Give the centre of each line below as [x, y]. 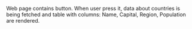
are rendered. [23, 21]
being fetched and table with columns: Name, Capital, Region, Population [96, 14]
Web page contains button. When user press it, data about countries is [93, 8]
